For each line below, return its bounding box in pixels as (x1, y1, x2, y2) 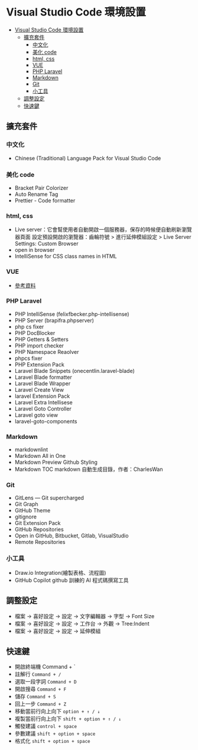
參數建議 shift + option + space (14, 730, 96, 737)
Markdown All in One (14, 452, 66, 460)
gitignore (14, 513, 37, 520)
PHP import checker (14, 342, 64, 349)
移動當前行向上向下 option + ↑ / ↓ (14, 708, 100, 715)
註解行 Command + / (14, 670, 61, 678)
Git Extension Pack (14, 520, 61, 527)
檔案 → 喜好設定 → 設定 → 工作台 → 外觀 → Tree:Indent (14, 620, 150, 627)
